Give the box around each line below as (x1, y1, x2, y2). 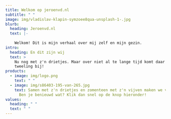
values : (5, 97, 22, 102)
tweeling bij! (14, 64, 44, 69)
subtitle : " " (5, 12, 36, 17)
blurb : (5, 21, 19, 27)
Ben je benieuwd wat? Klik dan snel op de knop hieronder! (18, 92, 147, 97)
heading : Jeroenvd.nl (10, 26, 56, 31)
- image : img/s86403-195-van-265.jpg (10, 83, 90, 88)
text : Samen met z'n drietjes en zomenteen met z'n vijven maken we (14, 87, 163, 93)
